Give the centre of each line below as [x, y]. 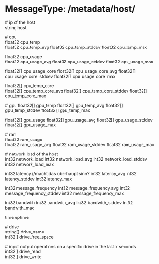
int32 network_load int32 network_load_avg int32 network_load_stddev [76, 159]
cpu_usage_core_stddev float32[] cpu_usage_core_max [60, 76]
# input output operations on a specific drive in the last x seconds [71, 246]
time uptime [17, 217]
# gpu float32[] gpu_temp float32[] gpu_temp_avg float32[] [64, 105]
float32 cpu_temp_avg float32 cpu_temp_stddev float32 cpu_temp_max [76, 47]
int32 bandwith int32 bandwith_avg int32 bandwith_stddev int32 [69, 202]
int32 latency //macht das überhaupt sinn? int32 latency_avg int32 [71, 173]
